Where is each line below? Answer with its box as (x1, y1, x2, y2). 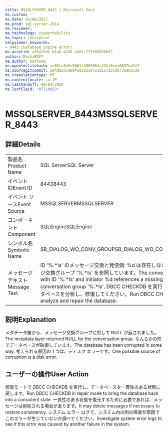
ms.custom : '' (5, 12, 35, 17)
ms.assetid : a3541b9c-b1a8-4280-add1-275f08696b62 (5, 49, 113, 54)
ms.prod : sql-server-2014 (5, 21, 59, 27)
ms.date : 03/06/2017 (5, 17, 48, 22)
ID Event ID (7, 184, 32, 191)
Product (7, 162, 26, 169)
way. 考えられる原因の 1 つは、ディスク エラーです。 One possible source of (5, 348, 160, 354)
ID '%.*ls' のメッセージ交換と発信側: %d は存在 (40, 261, 151, 268)
